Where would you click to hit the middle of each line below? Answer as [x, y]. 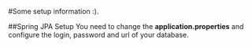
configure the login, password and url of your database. [98, 35]
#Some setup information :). [54, 11]
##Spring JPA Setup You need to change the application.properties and [126, 26]
